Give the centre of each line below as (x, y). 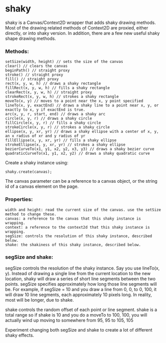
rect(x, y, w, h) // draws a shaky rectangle (53, 84)
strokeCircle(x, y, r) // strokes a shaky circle (58, 127)
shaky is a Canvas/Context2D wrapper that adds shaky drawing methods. (81, 22)
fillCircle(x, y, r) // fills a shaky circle (53, 123)
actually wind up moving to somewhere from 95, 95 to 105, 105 (69, 320)
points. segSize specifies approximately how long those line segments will (81, 284)
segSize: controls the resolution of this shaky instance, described (79, 236)
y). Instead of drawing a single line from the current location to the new (78, 273)
